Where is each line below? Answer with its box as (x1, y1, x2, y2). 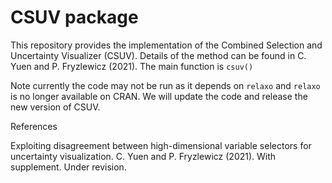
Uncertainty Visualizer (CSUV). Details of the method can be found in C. (10, 49, 307, 61)
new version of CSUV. (10, 101, 101, 113)
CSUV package (10, 6, 139, 29)
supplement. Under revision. (10, 161, 127, 173)
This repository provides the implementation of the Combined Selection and (10, 39, 323, 51)
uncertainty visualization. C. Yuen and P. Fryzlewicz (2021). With (10, 150, 277, 162)
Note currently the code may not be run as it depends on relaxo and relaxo (10, 79, 321, 91)
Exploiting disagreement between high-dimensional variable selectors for (10, 139, 312, 151)
